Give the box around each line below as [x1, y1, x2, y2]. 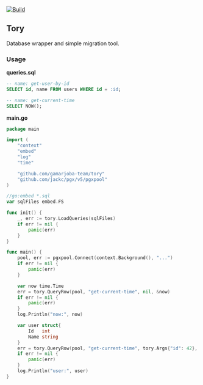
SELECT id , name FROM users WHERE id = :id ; [6, 86, 121, 92]
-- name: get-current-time [6, 97, 75, 103]
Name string [28, 334, 59, 340]
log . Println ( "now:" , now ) [17, 312, 84, 318]
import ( [6, 137, 29, 143]
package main [6, 126, 40, 132]
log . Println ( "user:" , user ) [17, 368, 88, 374]
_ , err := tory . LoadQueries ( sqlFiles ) [17, 216, 116, 222]
